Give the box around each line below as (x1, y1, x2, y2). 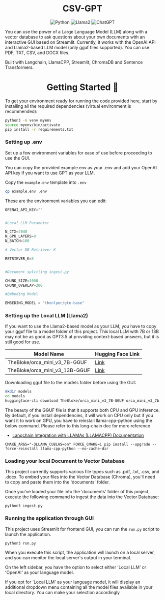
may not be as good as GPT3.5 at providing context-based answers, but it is (5, 334, 159, 340)
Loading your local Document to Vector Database (5, 458, 125, 465)
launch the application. (5, 531, 52, 537)
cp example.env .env (5, 189, 48, 194)
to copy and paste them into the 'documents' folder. (5, 479, 110, 485)
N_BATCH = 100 (5, 239, 29, 243)
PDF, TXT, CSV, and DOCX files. (5, 50, 70, 56)
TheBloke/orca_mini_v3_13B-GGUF (7, 367, 90, 374)
